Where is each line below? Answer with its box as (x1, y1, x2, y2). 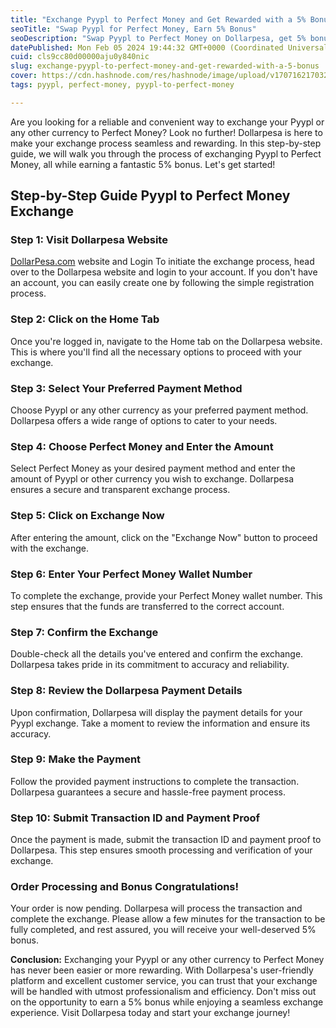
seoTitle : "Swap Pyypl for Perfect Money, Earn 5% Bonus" (10, 24, 257, 34)
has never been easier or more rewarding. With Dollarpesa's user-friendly (10, 964, 314, 976)
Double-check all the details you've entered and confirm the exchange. (10, 648, 304, 660)
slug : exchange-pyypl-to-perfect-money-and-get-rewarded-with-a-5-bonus (10, 61, 320, 71)
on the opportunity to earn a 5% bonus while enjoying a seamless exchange (10, 996, 324, 1008)
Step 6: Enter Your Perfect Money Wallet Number (10, 567, 253, 581)
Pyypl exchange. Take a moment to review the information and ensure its (10, 717, 311, 729)
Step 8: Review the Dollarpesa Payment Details (10, 684, 243, 698)
